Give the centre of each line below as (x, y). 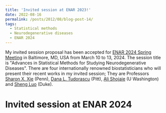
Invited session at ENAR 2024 (69, 105)
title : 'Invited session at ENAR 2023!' (48, 10)
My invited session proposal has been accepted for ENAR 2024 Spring (78, 52)
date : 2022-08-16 (23, 15)
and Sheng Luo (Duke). (29, 84)
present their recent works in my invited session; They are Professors (77, 73)
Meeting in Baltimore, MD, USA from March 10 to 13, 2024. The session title (83, 57)
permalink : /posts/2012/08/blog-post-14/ (49, 19)
